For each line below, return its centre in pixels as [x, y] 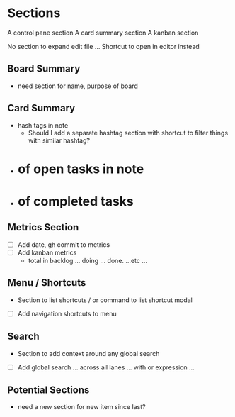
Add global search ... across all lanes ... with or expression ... [106, 367]
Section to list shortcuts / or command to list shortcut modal [105, 300]
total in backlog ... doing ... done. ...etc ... [87, 260]
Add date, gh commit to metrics [64, 244]
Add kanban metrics [47, 252]
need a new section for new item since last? [82, 407]
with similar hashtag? [59, 140]
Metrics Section [43, 227]
